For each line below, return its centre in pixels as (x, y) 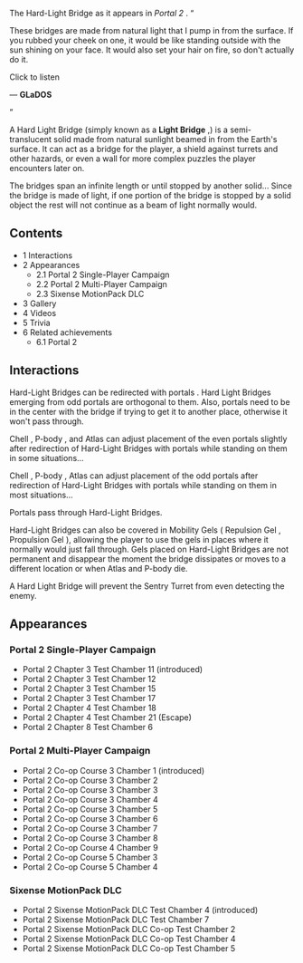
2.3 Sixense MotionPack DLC (90, 294)
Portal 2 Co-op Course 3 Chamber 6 (90, 818)
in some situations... (47, 457)
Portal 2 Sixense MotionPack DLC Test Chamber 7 (116, 920)
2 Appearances (51, 265)
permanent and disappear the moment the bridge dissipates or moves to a (148, 559)
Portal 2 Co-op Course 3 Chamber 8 (90, 838)
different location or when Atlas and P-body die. (99, 568)
